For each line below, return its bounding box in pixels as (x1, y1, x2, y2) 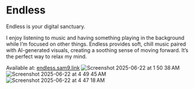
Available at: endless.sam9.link (6, 64, 80, 71)
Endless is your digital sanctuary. (6, 23, 86, 30)
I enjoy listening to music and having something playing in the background (6, 34, 185, 41)
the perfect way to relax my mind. (6, 53, 87, 60)
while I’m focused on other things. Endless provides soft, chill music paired (6, 40, 186, 47)
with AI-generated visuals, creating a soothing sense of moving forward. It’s (6, 46, 189, 53)
